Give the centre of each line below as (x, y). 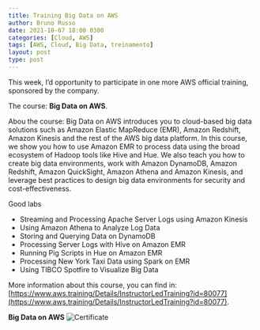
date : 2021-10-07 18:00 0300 (56, 30)
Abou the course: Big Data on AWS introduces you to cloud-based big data (130, 121)
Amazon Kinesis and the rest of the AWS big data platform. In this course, (128, 138)
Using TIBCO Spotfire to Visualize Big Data (89, 269)
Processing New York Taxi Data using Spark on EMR (105, 261)
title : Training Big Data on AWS (63, 15)
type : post (26, 60)
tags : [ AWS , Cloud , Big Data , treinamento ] (81, 45)
